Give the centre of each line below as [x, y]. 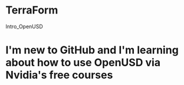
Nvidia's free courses [59, 75]
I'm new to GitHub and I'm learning [92, 50]
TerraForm [32, 10]
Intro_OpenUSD [24, 26]
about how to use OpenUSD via [83, 63]
